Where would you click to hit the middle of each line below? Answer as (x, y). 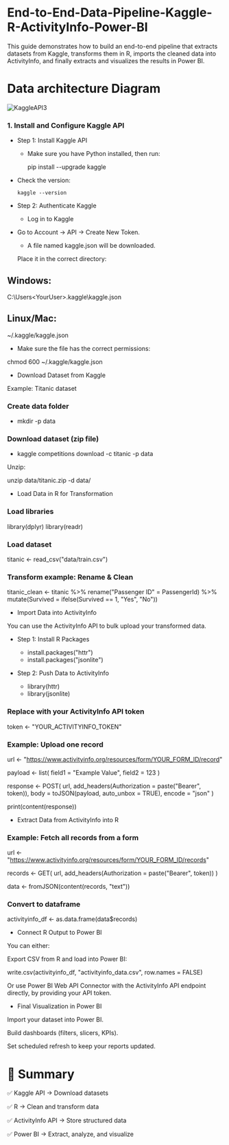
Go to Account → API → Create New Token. (79, 232)
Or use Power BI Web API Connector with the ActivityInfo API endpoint (107, 986)
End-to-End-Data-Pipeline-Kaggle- (110, 13)
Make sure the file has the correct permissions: (84, 348)
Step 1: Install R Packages (53, 639)
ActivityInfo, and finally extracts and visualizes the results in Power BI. (106, 60)
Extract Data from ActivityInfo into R (68, 819)
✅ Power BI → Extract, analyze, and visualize (70, 1134)
